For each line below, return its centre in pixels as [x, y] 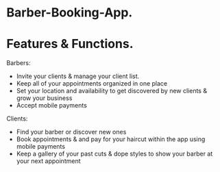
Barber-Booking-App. [70, 13]
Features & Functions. [70, 44]
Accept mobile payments [51, 106]
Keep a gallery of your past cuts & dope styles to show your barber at [114, 154]
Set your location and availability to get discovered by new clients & [111, 91]
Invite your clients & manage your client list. [78, 76]
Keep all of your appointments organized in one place [92, 84]
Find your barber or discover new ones [71, 132]
